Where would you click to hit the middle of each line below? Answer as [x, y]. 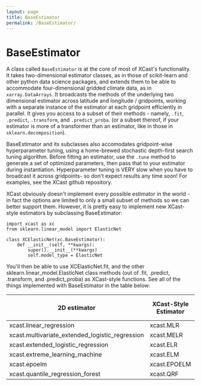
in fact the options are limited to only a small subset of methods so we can [98, 200]
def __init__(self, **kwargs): [56, 245]
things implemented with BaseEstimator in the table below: [78, 285]
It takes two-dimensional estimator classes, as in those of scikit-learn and [97, 75]
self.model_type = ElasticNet [65, 256]
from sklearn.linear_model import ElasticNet [64, 229]
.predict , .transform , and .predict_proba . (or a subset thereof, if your [93, 120]
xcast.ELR [164, 345]
